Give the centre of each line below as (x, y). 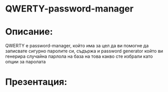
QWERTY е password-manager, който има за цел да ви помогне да (77, 46)
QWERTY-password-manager (70, 9)
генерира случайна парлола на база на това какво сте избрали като (79, 56)
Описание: (29, 32)
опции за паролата (26, 62)
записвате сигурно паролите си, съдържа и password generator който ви (84, 51)
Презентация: (36, 82)
